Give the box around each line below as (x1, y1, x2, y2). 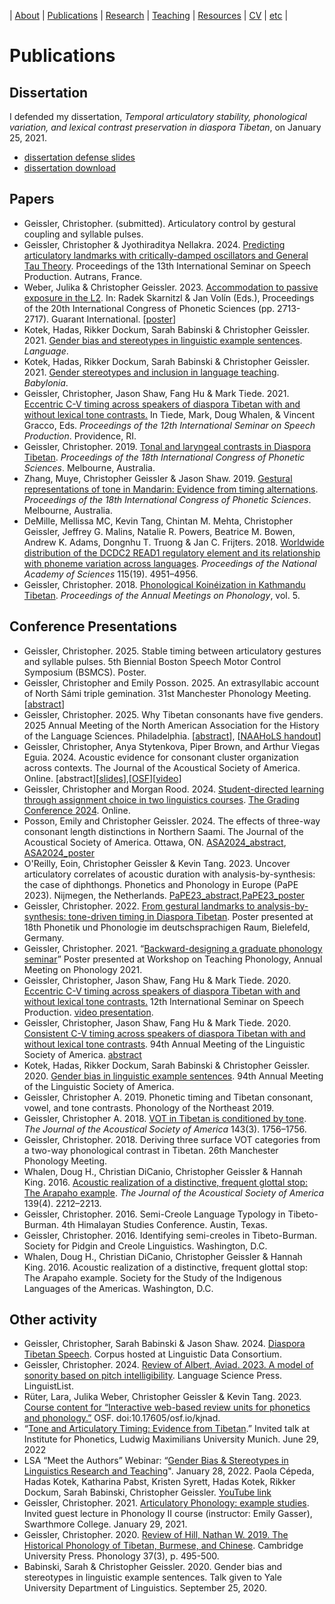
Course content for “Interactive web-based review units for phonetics (23, 1401, 311, 1414)
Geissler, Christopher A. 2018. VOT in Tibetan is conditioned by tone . (23, 1112, 307, 1124)
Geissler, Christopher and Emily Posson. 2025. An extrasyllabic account (23, 676, 320, 689)
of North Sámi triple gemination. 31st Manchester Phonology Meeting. (23, 687, 312, 699)
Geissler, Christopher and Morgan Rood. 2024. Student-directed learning (23, 783, 325, 795)
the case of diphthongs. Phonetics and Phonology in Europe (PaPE (23, 878, 299, 890)
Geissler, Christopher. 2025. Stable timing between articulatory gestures (23, 645, 322, 657)
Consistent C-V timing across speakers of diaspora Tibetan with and (23, 1027, 306, 1039)
